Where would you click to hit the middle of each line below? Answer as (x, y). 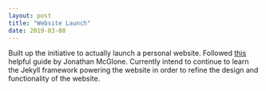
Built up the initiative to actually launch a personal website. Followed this (127, 53)
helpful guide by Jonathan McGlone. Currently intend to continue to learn (129, 61)
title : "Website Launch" (50, 23)
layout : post (30, 16)
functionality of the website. (54, 79)
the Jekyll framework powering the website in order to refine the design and (133, 70)
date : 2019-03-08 (37, 30)
